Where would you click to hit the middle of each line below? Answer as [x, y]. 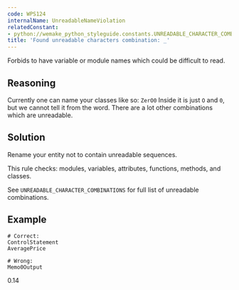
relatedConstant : [33, 27]
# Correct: [23, 236]
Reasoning [32, 83]
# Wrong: [20, 261]
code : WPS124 [27, 14]
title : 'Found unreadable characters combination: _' [89, 41]
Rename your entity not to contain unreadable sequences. [92, 154]
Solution [26, 138]
